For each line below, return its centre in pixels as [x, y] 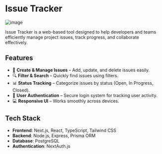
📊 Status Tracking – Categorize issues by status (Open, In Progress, [83, 83]
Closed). [21, 90]
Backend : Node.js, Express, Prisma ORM [54, 135]
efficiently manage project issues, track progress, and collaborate [72, 37]
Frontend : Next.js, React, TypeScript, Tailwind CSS [64, 130]
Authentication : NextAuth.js [41, 146]
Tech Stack [23, 119]
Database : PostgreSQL [36, 141]
